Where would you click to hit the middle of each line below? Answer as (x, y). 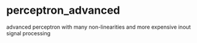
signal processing (28, 33)
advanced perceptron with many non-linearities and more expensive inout (98, 27)
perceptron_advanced (63, 10)
